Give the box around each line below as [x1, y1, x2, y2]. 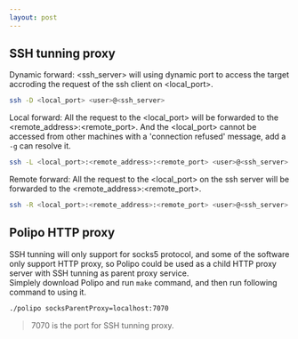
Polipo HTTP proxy [9, 225, 116, 240]
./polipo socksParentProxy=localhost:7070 [9, 303, 169, 312]
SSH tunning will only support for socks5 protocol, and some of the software [9, 248, 290, 259]
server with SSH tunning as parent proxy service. [9, 268, 189, 278]
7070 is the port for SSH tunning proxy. [30, 319, 175, 330]
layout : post [9, 12, 58, 22]
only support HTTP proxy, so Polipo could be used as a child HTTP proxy [9, 258, 278, 269]
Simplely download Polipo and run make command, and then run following [9, 277, 278, 287]
